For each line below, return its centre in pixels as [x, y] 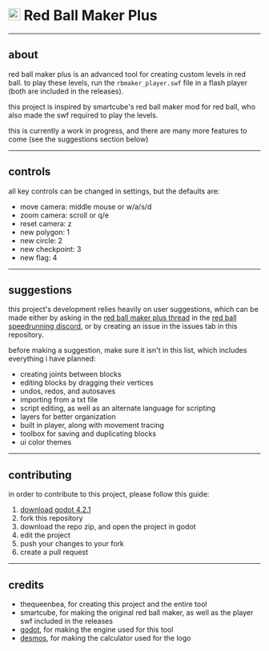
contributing [40, 475]
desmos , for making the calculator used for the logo [105, 638]
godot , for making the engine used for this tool [96, 629]
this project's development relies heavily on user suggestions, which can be [133, 310]
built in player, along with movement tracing [92, 425]
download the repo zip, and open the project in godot [108, 527]
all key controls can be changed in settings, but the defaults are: [114, 191]
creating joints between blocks [70, 374]
